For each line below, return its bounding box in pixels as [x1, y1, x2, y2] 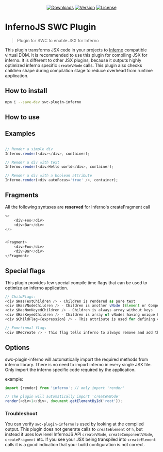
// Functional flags [5, 325, 47, 330]
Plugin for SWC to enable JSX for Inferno [16, 37, 99, 43]
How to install [5, 87, 48, 95]
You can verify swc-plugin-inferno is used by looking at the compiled [5, 421, 144, 427]
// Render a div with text [5, 160, 60, 165]
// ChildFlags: [5, 294, 36, 299]
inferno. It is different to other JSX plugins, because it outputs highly [5, 57, 142, 63]
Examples [5, 129, 35, 138]
